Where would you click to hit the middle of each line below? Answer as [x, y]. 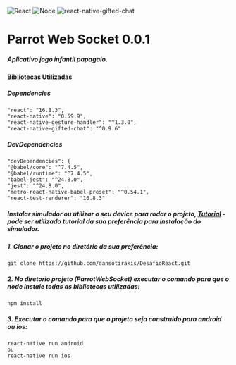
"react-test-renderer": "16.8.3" [56, 198]
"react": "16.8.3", [36, 110]
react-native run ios [39, 356]
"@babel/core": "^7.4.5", [45, 168]
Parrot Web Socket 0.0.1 [79, 39]
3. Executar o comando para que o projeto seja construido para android [114, 319]
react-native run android [45, 344]
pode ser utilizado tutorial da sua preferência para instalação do [104, 221]
